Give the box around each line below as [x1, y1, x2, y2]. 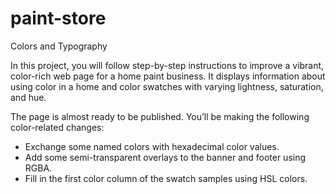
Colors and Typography [10, 40, 108, 52]
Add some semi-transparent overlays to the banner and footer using [24, 151, 307, 163]
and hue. [10, 91, 47, 103]
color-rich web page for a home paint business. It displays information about [10, 70, 326, 82]
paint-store [10, 7, 107, 30]
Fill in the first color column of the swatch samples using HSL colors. [24, 172, 308, 184]
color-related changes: [10, 121, 105, 133]
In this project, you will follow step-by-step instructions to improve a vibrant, [10, 59, 325, 71]
